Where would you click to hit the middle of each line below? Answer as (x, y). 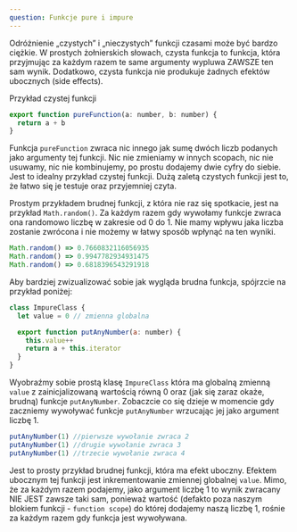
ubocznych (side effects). (56, 80)
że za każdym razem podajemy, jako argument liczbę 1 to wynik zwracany (145, 489)
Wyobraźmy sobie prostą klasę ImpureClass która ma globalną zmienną (140, 382)
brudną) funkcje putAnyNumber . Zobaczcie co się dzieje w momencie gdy (142, 401)
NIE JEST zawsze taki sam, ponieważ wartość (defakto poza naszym (136, 499)
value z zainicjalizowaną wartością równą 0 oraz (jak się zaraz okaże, (137, 392)
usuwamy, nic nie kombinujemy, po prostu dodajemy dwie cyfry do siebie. (145, 167)
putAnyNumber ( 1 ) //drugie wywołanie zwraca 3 (95, 445)
